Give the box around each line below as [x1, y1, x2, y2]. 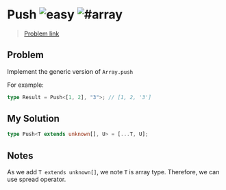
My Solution [7, 113, 60, 124]
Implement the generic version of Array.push [7, 67, 134, 75]
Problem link [23, 29, 60, 38]
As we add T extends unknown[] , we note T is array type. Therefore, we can [7, 168, 220, 176]
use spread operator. [7, 175, 66, 184]
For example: [7, 81, 45, 89]
